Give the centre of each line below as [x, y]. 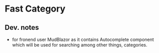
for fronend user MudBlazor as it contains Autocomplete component [83, 39]
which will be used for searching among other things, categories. [79, 45]
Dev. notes [22, 28]
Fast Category [35, 9]
